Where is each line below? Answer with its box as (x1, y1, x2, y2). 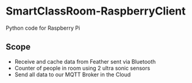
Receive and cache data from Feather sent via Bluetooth (14, 58, 156, 65)
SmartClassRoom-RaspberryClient (5, 4, 187, 18)
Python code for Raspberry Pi (5, 24, 80, 32)
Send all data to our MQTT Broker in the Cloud (14, 71, 131, 78)
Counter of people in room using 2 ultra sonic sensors (14, 64, 151, 71)
